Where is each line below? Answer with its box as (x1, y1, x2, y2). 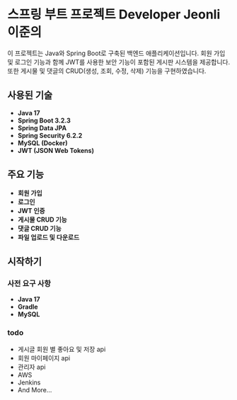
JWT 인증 (17, 206, 45, 215)
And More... (17, 385, 52, 394)
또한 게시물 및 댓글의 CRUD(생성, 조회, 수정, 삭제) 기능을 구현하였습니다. (7, 67, 207, 75)
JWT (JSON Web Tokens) (17, 146, 94, 154)
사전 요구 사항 (7, 278, 52, 288)
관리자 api (17, 362, 46, 371)
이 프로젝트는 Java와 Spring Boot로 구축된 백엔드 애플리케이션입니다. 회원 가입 (7, 49, 226, 57)
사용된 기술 (7, 89, 53, 101)
